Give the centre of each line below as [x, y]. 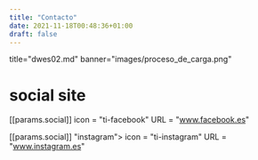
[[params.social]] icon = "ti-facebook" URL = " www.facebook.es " [129, 120]
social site [48, 95]
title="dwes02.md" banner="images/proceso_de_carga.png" [121, 60]
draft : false [33, 34]
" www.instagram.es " [47, 147]
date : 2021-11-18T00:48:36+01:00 [71, 26]
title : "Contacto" [43, 17]
